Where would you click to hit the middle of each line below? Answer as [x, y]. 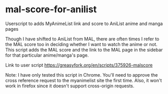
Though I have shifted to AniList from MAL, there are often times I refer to [82, 39]
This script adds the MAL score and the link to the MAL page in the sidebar [84, 50]
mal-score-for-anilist [51, 9]
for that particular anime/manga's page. [47, 55]
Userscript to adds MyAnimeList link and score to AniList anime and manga [84, 24]
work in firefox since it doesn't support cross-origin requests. [70, 86]
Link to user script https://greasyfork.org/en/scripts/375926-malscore [79, 65]
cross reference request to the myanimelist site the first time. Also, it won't [83, 80]
